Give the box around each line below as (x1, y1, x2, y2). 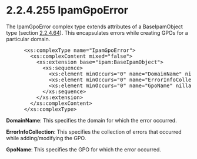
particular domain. (6, 35, 51, 42)
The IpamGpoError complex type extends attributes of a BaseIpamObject (6, 23, 183, 30)
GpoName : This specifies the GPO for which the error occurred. (6, 145, 162, 153)
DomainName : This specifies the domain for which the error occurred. (6, 117, 178, 124)
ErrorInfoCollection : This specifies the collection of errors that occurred (6, 128, 182, 135)
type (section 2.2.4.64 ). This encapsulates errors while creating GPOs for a (6, 29, 188, 36)
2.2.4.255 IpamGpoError (6, 4, 128, 17)
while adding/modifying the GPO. (6, 134, 86, 141)
